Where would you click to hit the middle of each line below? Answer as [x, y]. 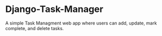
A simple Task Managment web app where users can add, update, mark [81, 23]
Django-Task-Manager [54, 9]
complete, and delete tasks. [35, 28]
